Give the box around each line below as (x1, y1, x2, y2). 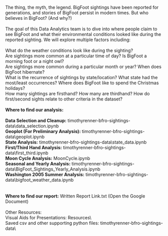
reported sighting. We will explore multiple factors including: (5, 37, 131, 43)
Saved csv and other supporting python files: (5, 220, 100, 226)
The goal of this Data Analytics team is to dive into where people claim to (5, 26, 158, 32)
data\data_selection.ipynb (5, 123, 59, 129)
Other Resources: (5, 209, 42, 215)
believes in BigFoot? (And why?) (5, 15, 72, 21)
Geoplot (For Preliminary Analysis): (5, 128, 81, 134)
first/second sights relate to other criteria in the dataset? (5, 96, 123, 102)
